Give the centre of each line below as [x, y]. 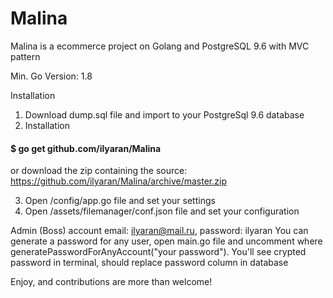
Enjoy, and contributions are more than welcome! [111, 282]
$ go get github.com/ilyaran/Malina [86, 148]
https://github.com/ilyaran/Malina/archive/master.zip [118, 181]
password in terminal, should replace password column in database [149, 263]
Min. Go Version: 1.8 [51, 76]
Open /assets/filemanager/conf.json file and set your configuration [162, 211]
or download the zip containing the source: [99, 171]
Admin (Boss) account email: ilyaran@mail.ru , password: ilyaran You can [159, 231]
